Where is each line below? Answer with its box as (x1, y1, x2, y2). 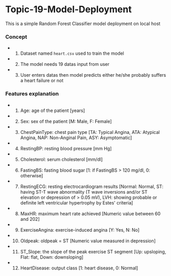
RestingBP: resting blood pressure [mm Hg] (20, 145, 112, 151)
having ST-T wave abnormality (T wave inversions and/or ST (20, 189, 148, 195)
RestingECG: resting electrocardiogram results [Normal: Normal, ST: (20, 183, 163, 190)
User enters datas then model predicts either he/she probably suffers (20, 72, 166, 78)
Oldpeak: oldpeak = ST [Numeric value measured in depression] (20, 238, 156, 244)
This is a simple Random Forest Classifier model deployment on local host (5, 20, 161, 27)
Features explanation (5, 90, 59, 98)
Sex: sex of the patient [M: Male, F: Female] (20, 118, 112, 124)
